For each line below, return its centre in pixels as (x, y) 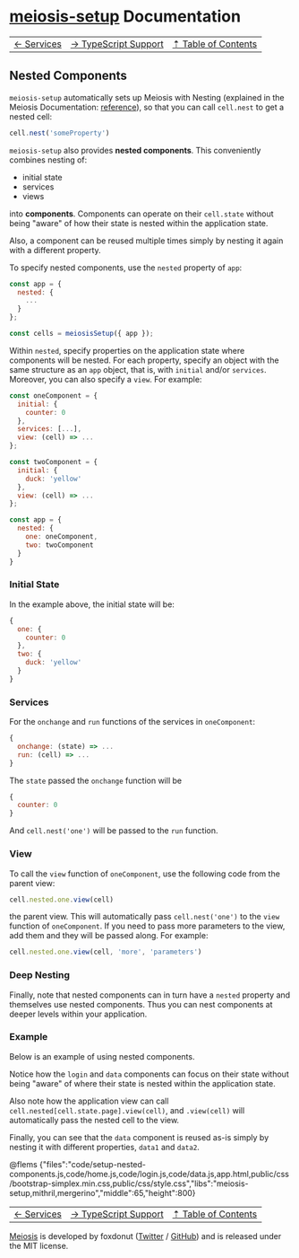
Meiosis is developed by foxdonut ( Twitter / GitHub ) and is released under (145, 1236)
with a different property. (55, 250)
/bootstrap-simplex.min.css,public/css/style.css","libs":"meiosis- (129, 1183)
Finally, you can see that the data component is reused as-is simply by (139, 1137)
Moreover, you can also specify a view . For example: (106, 379)
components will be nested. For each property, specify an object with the (144, 360)
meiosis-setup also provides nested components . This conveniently (135, 150)
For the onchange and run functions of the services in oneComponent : (132, 722)
